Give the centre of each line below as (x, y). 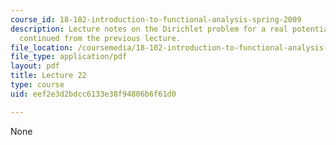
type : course (37, 85)
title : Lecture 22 (48, 76)
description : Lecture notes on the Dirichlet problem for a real (149, 29)
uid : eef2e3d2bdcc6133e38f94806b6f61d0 (93, 94)
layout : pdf (35, 66)
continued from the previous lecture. (100, 38)
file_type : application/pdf (69, 57)
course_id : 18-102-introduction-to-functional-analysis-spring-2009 (156, 19)
